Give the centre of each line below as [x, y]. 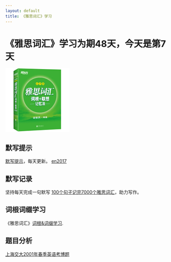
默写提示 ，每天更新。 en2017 [36, 161]
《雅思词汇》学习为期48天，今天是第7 [86, 44]
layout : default [23, 11]
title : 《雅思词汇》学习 [29, 16]
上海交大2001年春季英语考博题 [37, 254]
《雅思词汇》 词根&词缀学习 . [35, 223]
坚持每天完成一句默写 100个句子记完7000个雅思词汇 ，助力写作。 [73, 192]
